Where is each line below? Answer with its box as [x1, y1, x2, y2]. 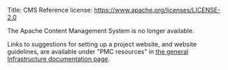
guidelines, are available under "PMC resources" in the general [7, 48, 189, 55]
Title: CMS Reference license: [7, 6, 93, 14]
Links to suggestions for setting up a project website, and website [7, 40, 197, 48]
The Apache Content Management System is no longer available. [7, 27, 194, 35]
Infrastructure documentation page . [7, 55, 111, 63]
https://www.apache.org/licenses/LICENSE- [94, 6, 221, 14]
